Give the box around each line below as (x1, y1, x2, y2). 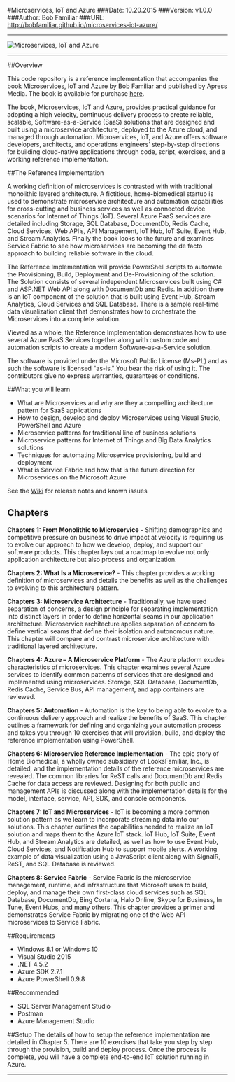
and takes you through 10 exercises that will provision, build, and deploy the (7, 728, 226, 737)
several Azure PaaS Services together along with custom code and (7, 336, 200, 344)
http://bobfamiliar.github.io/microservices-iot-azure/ (7, 21, 158, 29)
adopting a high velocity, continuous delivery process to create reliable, (7, 111, 213, 118)
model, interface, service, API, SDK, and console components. (7, 794, 187, 802)
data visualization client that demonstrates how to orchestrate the (7, 307, 197, 316)
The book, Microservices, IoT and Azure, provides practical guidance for (7, 103, 216, 111)
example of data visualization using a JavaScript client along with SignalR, (7, 852, 220, 860)
